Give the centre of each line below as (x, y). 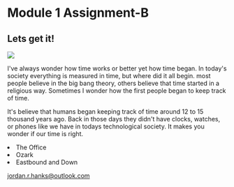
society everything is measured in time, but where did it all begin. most (109, 76)
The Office (31, 147)
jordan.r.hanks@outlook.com (49, 175)
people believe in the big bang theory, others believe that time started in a (114, 83)
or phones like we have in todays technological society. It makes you (106, 126)
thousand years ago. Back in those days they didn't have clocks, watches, (114, 119)
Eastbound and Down (47, 162)
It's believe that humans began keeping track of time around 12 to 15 (105, 112)
